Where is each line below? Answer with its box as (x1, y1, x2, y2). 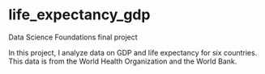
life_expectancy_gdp (8, 6, 151, 24)
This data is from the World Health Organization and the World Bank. (8, 56, 237, 66)
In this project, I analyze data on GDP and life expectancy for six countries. (8, 47, 258, 57)
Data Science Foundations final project (8, 32, 138, 42)
